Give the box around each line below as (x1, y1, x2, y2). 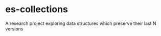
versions (5, 25, 24, 31)
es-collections (5, 4, 68, 15)
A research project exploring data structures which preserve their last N (5, 20, 157, 26)
